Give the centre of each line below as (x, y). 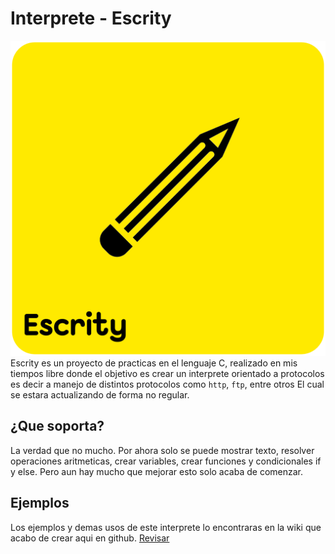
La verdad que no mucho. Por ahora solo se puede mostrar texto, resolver (162, 450)
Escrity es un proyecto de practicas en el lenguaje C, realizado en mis (154, 363)
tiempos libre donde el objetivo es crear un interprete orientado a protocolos (167, 373)
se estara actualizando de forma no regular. (100, 394)
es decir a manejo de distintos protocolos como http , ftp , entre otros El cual (167, 384)
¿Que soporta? (57, 426)
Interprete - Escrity (91, 18)
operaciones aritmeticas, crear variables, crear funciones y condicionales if (166, 461)
